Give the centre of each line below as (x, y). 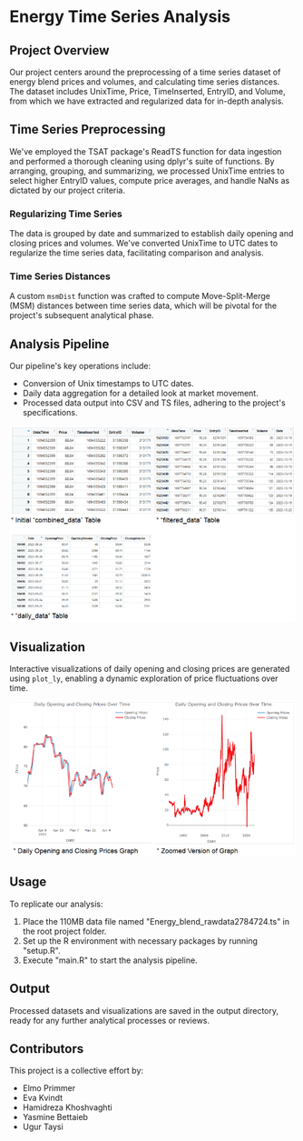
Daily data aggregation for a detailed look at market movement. (140, 394)
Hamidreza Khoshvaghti (67, 1107)
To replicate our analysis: (56, 904)
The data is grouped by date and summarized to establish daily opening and (151, 234)
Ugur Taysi (43, 1127)
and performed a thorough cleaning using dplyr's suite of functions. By (142, 161)
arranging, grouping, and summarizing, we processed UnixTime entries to (147, 171)
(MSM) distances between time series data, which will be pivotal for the (143, 305)
